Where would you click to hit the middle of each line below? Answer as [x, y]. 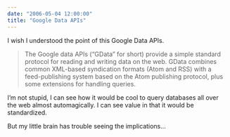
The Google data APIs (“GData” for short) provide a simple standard [123, 54]
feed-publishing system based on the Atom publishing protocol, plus [124, 76]
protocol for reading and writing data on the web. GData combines [121, 61]
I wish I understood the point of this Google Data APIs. [86, 40]
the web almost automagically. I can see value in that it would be [101, 105]
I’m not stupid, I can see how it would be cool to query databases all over [113, 97]
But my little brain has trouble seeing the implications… [87, 126]
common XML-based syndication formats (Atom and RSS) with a [118, 69]
